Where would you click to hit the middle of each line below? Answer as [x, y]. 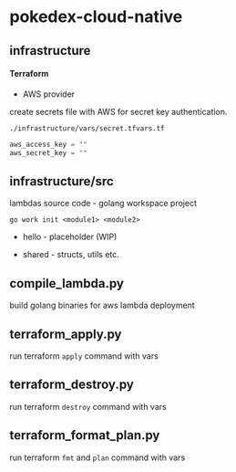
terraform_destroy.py [72, 385]
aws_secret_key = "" [49, 152]
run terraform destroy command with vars [88, 406]
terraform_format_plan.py [85, 435]
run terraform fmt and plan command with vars [97, 457]
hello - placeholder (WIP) [70, 237]
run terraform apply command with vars [84, 356]
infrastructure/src [62, 181]
